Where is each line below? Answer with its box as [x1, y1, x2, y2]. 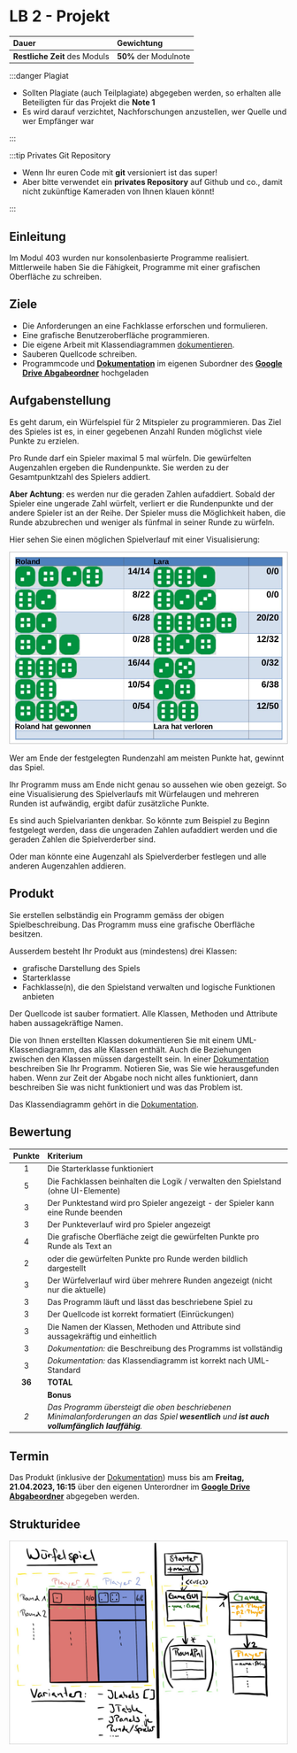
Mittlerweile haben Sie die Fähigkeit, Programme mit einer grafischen [9, 262, 261, 272]
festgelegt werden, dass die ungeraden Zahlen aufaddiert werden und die [9, 824, 278, 835]
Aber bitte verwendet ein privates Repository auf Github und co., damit [21, 177, 283, 188]
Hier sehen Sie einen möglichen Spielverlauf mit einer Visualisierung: [9, 534, 261, 544]
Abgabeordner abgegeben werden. [9, 1491, 140, 1502]
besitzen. [9, 928, 43, 939]
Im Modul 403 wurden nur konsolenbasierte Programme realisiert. [9, 252, 250, 263]
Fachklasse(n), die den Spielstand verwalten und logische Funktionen [21, 981, 276, 992]
